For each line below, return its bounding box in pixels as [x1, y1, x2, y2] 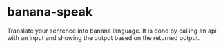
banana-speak [7, 4, 93, 20]
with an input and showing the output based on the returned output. [7, 33, 200, 42]
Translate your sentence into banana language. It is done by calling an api [7, 27, 217, 35]
